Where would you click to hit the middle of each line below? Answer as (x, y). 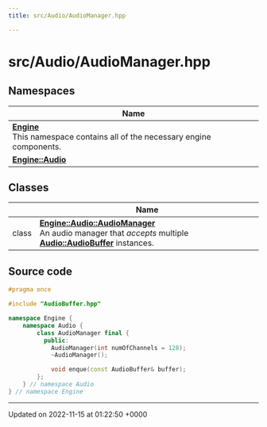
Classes (29, 188)
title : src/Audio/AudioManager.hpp (67, 15)
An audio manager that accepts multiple (114, 233)
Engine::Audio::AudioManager (97, 223)
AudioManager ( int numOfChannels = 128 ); (118, 348)
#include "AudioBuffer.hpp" (55, 304)
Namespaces (42, 91)
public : (56, 340)
